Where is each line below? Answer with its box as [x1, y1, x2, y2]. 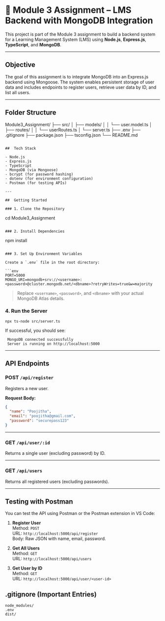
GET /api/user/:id [5, 439, 50, 446]
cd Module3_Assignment [5, 215, 55, 221]
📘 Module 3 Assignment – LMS [5, 4, 132, 16]
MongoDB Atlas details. [17, 295, 65, 301]
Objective [5, 61, 36, 69]
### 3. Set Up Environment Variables [5, 251, 82, 256]
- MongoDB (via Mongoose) [5, 167, 58, 172]
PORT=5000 [5, 273, 26, 278]
